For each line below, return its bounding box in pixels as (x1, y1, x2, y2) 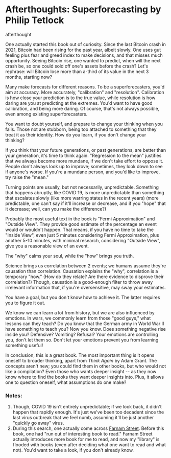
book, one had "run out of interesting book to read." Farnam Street (12, 431, 153, 437)
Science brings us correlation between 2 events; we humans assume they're (5, 262, 166, 269)
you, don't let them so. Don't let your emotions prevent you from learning (5, 336, 159, 343)
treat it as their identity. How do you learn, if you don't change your (5, 131, 146, 138)
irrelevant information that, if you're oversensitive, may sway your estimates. (5, 284, 166, 290)
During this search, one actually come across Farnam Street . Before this (12, 425, 164, 431)
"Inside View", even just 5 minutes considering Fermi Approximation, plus (5, 232, 159, 238)
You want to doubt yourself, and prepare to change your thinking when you (5, 121, 163, 127)
